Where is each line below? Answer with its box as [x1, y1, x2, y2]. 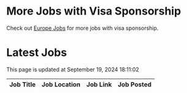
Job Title [9, 80, 36, 89]
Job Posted [117, 80, 152, 89]
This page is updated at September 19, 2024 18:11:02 [6, 66, 139, 73]
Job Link [86, 80, 112, 89]
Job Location [42, 80, 81, 89]
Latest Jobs [6, 46, 67, 60]
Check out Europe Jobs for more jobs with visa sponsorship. [6, 24, 159, 32]
